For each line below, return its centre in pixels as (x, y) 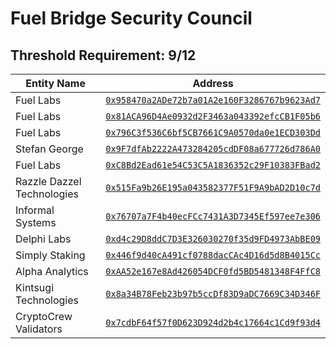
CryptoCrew (44, 316)
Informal (35, 210)
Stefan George (49, 149)
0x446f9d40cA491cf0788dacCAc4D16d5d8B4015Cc (213, 255)
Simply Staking (50, 255)
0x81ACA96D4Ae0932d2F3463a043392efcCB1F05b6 (213, 116)
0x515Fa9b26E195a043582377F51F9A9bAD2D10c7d (213, 187)
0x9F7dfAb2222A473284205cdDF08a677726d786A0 (213, 148)
